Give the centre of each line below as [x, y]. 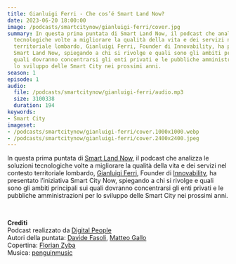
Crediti [18, 223]
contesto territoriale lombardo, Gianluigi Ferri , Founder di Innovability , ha [112, 173]
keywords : [22, 112]
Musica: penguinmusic [40, 253]
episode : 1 [23, 79]
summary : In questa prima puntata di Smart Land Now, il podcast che [111, 33]
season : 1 [22, 73]
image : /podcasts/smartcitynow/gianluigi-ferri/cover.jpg [94, 27]
